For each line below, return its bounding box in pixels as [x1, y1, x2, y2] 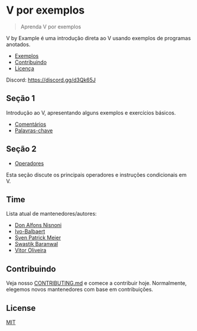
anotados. [6, 41, 31, 48]
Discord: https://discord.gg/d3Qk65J [6, 76, 96, 83]
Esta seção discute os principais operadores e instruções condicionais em [6, 171, 187, 178]
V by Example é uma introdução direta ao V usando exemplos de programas [6, 34, 191, 41]
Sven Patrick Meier [14, 234, 61, 241]
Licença [14, 64, 34, 72]
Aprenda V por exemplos [20, 23, 81, 30]
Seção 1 [6, 93, 35, 103]
